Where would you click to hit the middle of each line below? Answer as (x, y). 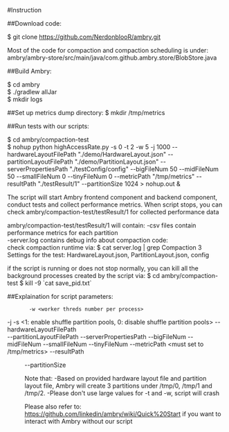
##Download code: (35, 23)
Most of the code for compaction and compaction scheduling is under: (108, 50)
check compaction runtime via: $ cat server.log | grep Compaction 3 (104, 248)
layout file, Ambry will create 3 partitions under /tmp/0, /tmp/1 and (118, 386)
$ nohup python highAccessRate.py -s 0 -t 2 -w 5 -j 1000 (89, 147)
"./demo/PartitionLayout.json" (117, 162)
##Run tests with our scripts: (48, 126)
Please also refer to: (53, 406)
